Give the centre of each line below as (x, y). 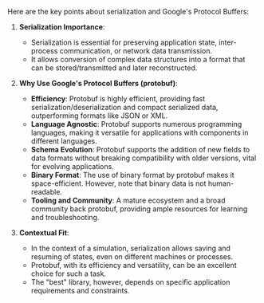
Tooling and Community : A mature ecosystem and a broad (128, 200)
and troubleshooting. (65, 217)
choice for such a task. (69, 273)
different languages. (64, 141)
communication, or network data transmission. (136, 51)
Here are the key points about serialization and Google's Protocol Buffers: (128, 12)
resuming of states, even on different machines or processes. (132, 257)
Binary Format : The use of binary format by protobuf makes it (132, 175)
